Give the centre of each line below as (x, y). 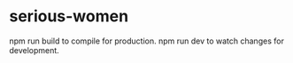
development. (34, 50)
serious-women (69, 16)
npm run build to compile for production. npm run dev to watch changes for (147, 41)
